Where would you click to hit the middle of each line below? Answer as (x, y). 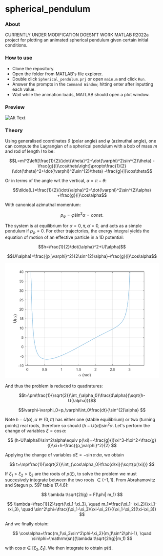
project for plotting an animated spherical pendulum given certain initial (77, 40)
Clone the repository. (33, 68)
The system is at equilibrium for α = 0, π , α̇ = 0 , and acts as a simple (73, 226)
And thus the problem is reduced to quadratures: (54, 386)
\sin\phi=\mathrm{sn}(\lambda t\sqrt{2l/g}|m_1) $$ (82, 538)
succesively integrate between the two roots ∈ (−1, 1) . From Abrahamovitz (80, 480)
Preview (15, 107)
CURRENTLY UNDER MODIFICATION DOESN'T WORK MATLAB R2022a (77, 35)
